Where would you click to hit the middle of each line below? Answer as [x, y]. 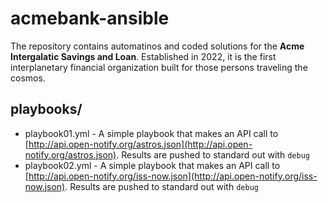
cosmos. [28, 78]
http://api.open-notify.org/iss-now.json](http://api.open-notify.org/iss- [173, 176]
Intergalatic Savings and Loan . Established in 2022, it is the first [143, 56]
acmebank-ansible [90, 18]
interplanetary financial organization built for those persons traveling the [159, 67]
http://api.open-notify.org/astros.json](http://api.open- [140, 144]
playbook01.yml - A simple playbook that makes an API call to [151, 133]
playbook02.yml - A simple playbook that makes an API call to [152, 165]
